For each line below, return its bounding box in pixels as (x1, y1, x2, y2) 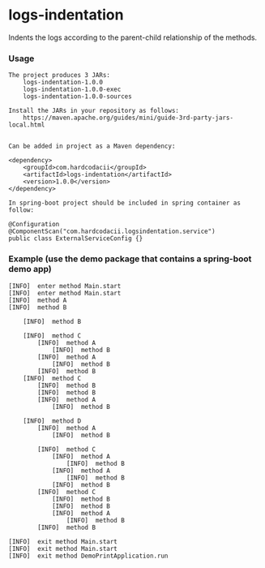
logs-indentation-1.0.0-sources (23, 93, 132, 101)
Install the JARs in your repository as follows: (8, 107, 180, 115)
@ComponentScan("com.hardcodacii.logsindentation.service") (8, 227, 216, 236)
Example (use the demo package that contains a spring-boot (8, 253, 252, 265)
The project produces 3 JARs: (8, 71, 111, 80)
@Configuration (8, 221, 60, 229)
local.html (8, 121, 45, 129)
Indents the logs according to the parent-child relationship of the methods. (8, 32, 258, 42)
